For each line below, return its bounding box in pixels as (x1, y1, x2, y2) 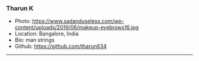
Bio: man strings (14, 37, 55, 44)
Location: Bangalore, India (14, 30, 79, 37)
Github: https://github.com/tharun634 (14, 43, 107, 50)
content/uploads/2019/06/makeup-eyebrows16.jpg (14, 24, 139, 31)
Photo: (14, 18, 31, 25)
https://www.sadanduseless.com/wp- (32, 18, 124, 25)
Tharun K (6, 4, 34, 12)
